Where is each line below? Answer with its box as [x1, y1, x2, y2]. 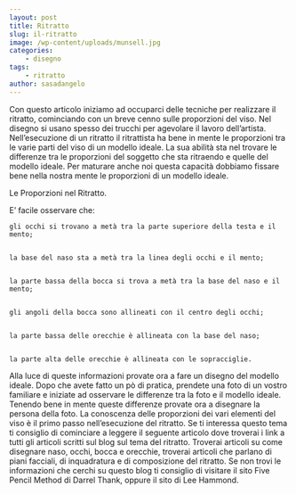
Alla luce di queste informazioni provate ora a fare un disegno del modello [9, 370, 280, 381]
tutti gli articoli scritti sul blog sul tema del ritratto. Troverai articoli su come [9, 436, 283, 447]
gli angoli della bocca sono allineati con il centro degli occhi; [9, 308, 265, 317]
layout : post [9, 12, 58, 22]
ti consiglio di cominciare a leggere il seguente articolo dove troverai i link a [9, 427, 285, 438]
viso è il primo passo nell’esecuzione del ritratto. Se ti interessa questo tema [9, 417, 288, 428]
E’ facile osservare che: [9, 204, 95, 215]
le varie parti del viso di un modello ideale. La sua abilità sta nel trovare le [9, 142, 277, 152]
